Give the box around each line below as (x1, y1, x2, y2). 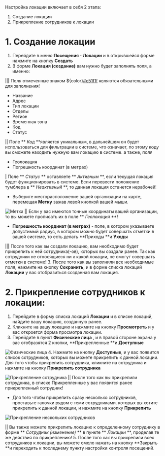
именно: (12, 68, 30, 74)
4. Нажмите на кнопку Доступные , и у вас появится (48, 349, 159, 355)
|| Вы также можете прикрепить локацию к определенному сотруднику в (5, 424, 160, 430)
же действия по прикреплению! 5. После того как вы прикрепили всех (5, 434, 154, 440)
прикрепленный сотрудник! (5, 385, 64, 391)
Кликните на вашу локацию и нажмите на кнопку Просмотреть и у (12, 324, 155, 330)
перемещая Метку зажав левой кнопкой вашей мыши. (12, 199, 129, 205)
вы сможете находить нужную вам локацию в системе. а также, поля (5, 149, 153, 155)
